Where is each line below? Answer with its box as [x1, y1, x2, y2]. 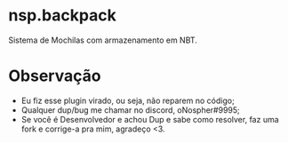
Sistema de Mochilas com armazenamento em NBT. [8, 35, 197, 45]
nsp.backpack [8, 5, 116, 26]
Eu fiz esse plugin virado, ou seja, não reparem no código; [20, 95, 235, 106]
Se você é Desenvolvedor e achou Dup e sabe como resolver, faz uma [20, 114, 279, 124]
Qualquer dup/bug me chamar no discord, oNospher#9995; [20, 104, 241, 115]
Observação [8, 66, 101, 86]
